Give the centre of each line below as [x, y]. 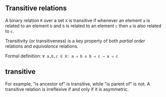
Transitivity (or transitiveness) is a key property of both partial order [75, 41]
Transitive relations [36, 8]
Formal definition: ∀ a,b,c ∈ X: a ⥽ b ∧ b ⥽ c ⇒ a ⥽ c [62, 56]
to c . [9, 31]
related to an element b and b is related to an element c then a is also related [83, 26]
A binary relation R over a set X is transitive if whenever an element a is [77, 20]
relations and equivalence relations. [42, 46]
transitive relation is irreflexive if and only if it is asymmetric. [67, 89]
